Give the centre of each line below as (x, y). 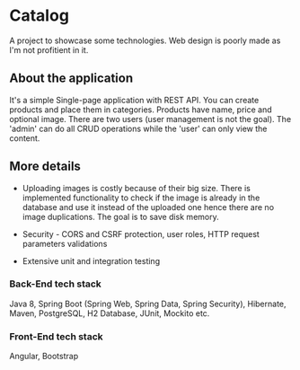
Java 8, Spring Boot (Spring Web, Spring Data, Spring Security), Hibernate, (148, 304)
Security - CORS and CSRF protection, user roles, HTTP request (141, 233)
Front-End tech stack (56, 336)
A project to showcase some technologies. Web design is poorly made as (145, 40)
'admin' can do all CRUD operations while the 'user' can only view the (138, 128)
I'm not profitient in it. (49, 49)
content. (25, 138)
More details (45, 167)
